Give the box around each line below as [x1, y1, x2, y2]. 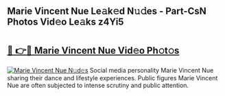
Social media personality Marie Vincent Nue [89, 67, 214, 74]
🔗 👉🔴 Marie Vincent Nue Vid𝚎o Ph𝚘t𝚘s [7, 45, 180, 56]
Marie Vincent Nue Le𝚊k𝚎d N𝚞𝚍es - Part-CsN [7, 5, 207, 17]
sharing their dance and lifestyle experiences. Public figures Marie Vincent [7, 74, 218, 82]
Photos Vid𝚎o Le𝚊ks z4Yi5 [7, 16, 124, 28]
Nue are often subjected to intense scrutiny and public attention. [7, 82, 189, 89]
